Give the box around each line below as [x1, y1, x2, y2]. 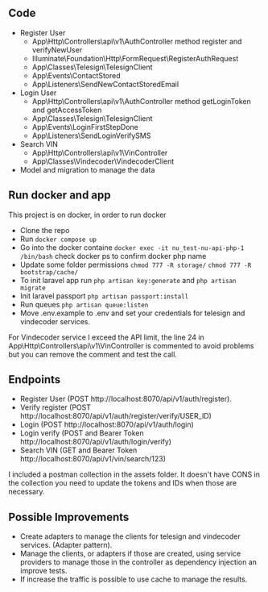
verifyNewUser [31, 44, 83, 55]
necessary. [8, 487, 46, 497]
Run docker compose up [19, 234, 97, 244]
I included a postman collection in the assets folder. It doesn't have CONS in [8, 469, 260, 479]
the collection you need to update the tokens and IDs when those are [8, 478, 237, 488]
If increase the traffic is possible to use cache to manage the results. [19, 574, 248, 584]
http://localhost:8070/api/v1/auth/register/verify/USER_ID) [19, 411, 212, 421]
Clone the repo [19, 225, 70, 235]
